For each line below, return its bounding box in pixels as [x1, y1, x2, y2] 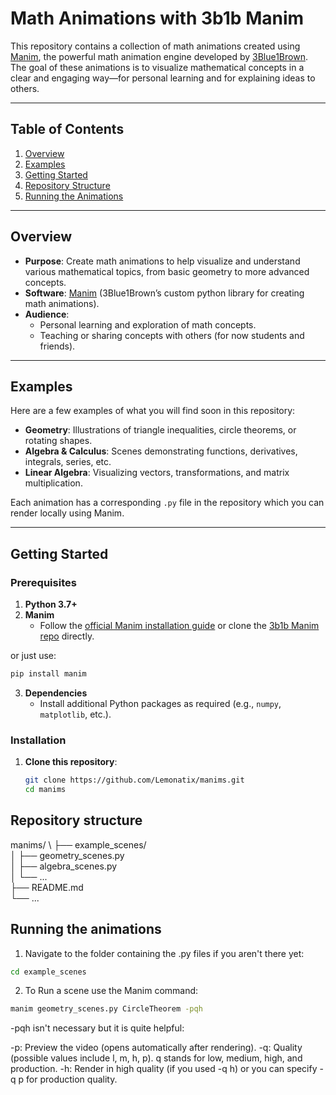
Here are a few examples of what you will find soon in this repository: [10, 405, 296, 417]
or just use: [10, 650, 57, 662]
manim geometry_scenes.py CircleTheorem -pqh [10, 1004, 203, 1014]
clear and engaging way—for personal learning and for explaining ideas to [10, 72, 316, 84]
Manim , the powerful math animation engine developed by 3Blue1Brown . [10, 50, 308, 62]
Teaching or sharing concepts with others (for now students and [39, 329, 305, 341]
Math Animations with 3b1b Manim [10, 7, 305, 30]
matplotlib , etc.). [39, 708, 112, 720]
